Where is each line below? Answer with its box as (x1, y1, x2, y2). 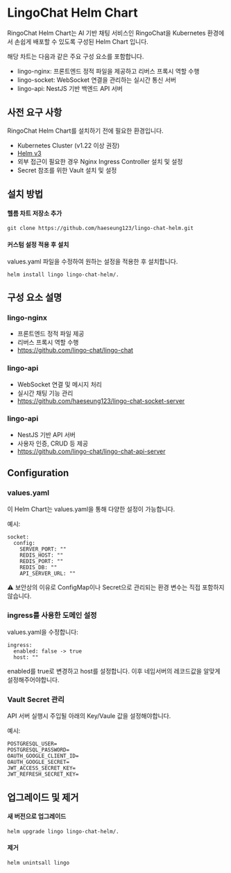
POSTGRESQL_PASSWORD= (7, 746, 70, 753)
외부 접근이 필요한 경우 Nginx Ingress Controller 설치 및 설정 (17, 157, 183, 165)
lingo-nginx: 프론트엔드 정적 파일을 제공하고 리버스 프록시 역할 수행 (17, 67, 200, 75)
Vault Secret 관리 (7, 694, 65, 704)
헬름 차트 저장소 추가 (7, 209, 62, 217)
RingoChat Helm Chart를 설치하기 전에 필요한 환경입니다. (7, 127, 164, 135)
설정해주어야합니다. (7, 676, 60, 684)
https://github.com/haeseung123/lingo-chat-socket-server (17, 396, 185, 405)
